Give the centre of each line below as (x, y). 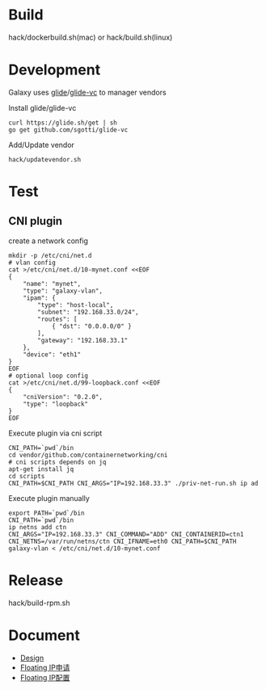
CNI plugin (36, 221)
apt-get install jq (41, 469)
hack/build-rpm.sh (39, 603)
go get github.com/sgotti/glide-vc (68, 130)
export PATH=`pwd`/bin (46, 513)
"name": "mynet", (52, 284)
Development (55, 70)
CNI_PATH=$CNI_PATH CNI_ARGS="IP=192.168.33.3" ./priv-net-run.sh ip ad (133, 483)
